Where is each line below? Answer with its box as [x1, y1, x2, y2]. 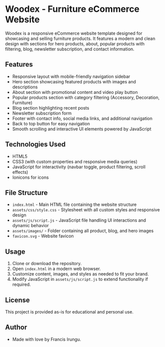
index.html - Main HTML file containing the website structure [12, 201, 137, 208]
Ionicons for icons [12, 174, 49, 180]
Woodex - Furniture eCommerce [5, 3, 139, 15]
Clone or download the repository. [12, 261, 82, 267]
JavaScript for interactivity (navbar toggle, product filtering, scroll [12, 164, 146, 170]
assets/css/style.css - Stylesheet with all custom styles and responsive [12, 207, 160, 213]
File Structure [5, 189, 48, 197]
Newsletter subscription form [12, 110, 72, 116]
